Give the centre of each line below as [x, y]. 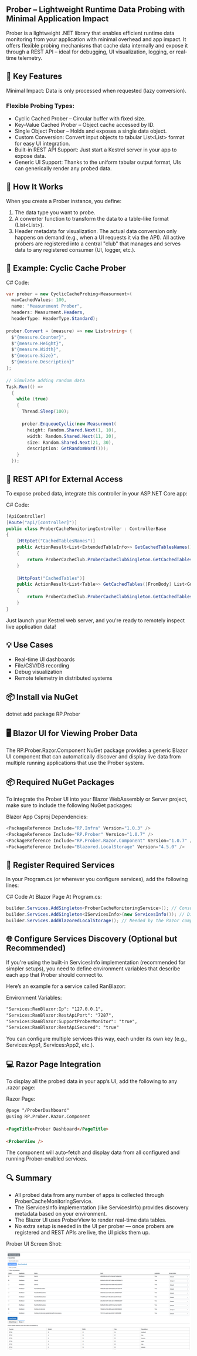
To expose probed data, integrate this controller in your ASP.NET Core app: [97, 493]
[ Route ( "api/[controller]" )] [42, 522]
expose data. [30, 156]
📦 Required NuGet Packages [60, 782]
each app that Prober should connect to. [55, 974]
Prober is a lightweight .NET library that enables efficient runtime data [90, 33]
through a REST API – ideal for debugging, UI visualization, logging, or [90, 52]
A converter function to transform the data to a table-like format [91, 218]
